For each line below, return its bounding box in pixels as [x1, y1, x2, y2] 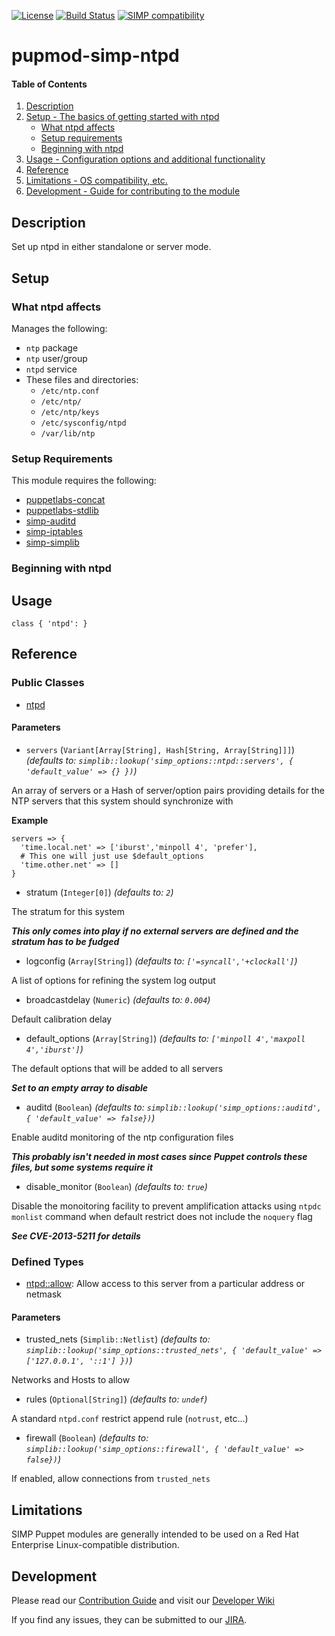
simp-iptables [25, 526, 83, 538]
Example [11, 814, 49, 826]
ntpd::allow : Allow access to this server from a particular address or [25, 1278, 306, 1290]
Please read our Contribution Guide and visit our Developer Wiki [11, 1594, 275, 1606]
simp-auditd [25, 515, 76, 527]
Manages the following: [11, 322, 108, 334]
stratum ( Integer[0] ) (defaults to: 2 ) [25, 886, 174, 898]
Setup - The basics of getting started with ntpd [25, 111, 220, 123]
